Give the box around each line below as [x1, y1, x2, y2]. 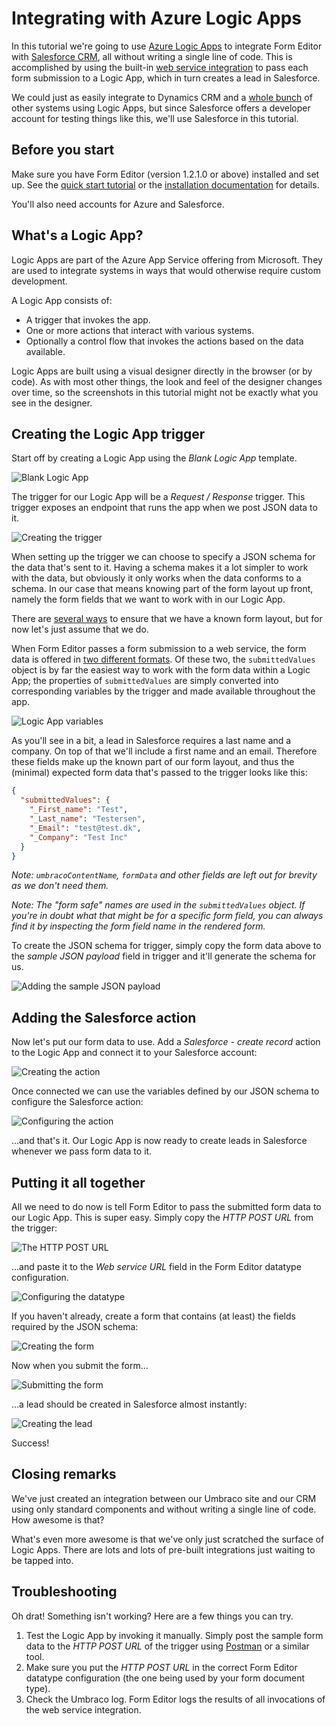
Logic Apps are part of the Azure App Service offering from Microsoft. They [11, 253, 323, 266]
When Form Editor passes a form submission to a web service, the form [11, 643, 307, 655]
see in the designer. [11, 397, 93, 409]
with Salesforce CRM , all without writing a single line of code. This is [11, 50, 293, 62]
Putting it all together [11, 1174, 146, 1191]
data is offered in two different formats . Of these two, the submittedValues [11, 653, 316, 666]
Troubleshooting [11, 1583, 118, 1601]
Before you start [11, 142, 115, 159]
